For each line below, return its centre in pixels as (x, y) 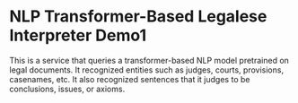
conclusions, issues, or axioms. (67, 89)
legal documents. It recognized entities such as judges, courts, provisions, (147, 70)
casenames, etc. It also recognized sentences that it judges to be (130, 79)
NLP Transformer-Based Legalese (138, 17)
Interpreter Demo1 (78, 35)
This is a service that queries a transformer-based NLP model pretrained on (149, 60)
